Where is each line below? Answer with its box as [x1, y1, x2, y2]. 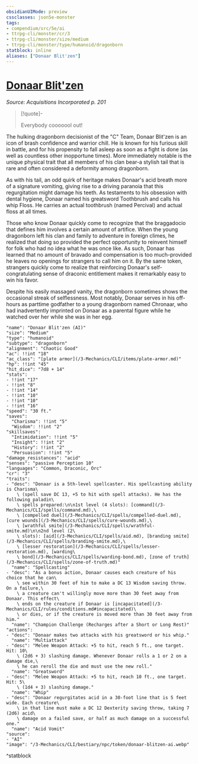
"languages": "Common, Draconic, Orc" [6, 465, 102, 471]
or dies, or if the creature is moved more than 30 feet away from [21, 611, 193, 617]
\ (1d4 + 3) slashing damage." [17, 684, 94, 690]
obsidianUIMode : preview [6, 8, 68, 15]
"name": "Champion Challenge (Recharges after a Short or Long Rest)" [11, 622, 190, 628]
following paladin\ [6, 497, 55, 503]
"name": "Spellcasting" [11, 564, 70, 570]
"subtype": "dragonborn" [6, 340, 68, 346]
